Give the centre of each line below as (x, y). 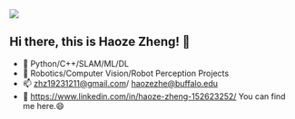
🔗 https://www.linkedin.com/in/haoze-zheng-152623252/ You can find (154, 96)
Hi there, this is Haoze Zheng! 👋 (100, 42)
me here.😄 (44, 105)
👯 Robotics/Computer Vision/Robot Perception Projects (126, 73)
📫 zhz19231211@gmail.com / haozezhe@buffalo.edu (120, 83)
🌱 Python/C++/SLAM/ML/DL (76, 63)
